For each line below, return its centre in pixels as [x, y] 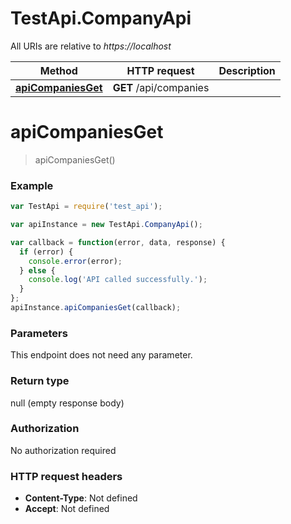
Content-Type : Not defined [81, 498]
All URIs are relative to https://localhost [91, 46]
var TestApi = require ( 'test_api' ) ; [86, 207]
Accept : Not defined [67, 509]
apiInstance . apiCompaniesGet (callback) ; [96, 308]
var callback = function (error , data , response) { [118, 242]
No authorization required [63, 450]
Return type [40, 381]
